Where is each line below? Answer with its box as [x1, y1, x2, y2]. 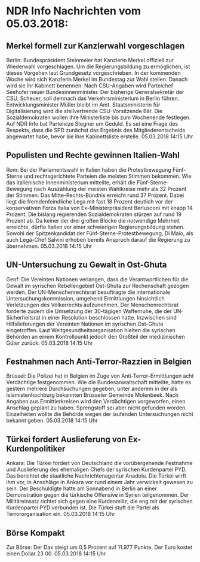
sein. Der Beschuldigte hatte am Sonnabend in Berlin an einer [6, 485, 157, 492]
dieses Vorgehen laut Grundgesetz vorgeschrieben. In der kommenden [6, 69, 181, 76]
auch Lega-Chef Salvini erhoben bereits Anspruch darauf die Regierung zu [6, 236, 190, 243]
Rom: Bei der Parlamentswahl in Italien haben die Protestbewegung [6, 166, 171, 173]
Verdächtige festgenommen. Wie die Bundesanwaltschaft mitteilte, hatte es [6, 379, 192, 386]
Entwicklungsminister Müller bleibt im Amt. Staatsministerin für [6, 101, 161, 108]
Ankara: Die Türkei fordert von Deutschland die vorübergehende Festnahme [6, 460, 193, 467]
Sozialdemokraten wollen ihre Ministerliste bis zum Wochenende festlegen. [6, 114, 191, 121]
